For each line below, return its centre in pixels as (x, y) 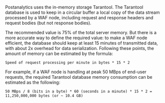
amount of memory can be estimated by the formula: (59, 53)
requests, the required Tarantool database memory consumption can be (79, 77)
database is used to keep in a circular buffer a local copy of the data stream (82, 12)
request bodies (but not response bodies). (48, 23)
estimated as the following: (33, 82)
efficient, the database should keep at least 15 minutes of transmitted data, (82, 43)
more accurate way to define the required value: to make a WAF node (76, 38)
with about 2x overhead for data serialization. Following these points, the (80, 48)
